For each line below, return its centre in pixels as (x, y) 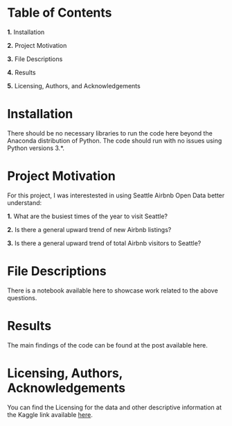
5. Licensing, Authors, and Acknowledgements (74, 85)
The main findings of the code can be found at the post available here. (107, 345)
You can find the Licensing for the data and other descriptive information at (114, 407)
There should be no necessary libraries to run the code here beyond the (110, 133)
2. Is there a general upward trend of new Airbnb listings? (89, 229)
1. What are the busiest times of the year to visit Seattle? (88, 216)
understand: (25, 202)
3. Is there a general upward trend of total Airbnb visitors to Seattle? (104, 243)
